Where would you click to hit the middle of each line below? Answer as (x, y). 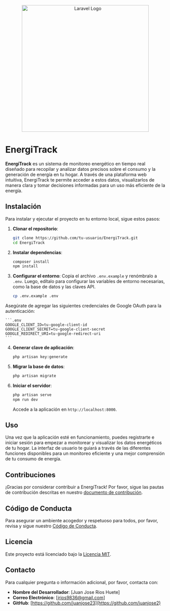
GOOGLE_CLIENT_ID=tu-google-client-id (46, 325)
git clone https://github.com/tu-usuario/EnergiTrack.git (75, 238)
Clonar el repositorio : (35, 229)
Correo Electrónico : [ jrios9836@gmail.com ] (59, 597)
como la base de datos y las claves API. (54, 287)
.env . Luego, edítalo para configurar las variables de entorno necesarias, (89, 281)
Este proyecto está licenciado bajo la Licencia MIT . (58, 554)
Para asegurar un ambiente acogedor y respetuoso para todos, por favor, (82, 521)
